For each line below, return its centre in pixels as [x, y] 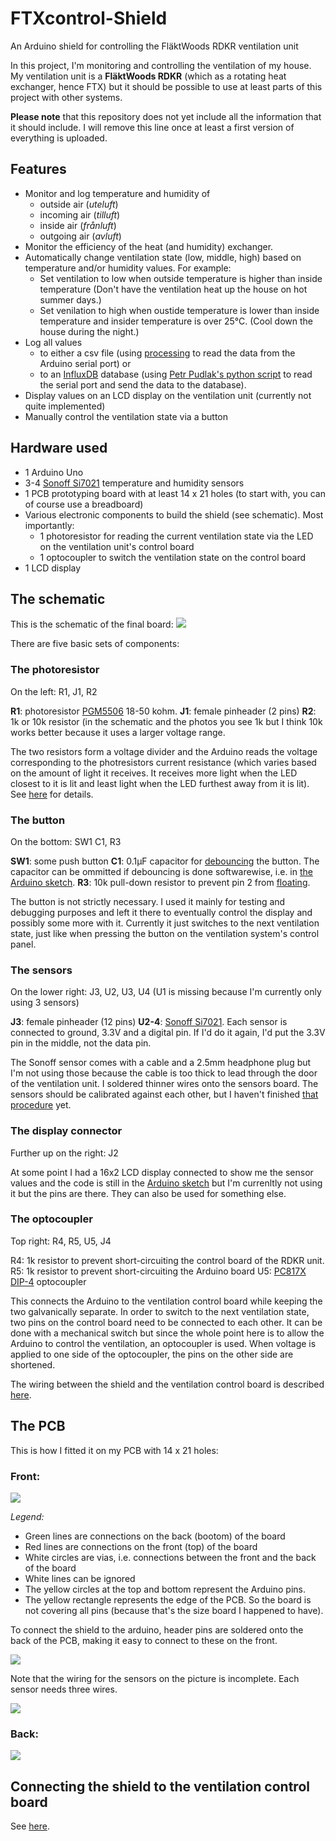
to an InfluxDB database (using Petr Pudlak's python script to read [176, 374]
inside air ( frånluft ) [78, 225]
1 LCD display [53, 568]
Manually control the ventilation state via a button [126, 416]
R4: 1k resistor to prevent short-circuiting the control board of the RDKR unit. [167, 1260]
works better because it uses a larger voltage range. [118, 732]
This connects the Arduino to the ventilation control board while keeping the [166, 1301]
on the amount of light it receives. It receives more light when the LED [154, 773]
